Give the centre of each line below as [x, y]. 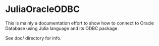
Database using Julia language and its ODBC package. [62, 28]
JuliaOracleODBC [42, 9]
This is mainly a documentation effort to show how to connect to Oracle [79, 23]
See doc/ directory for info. [33, 38]
